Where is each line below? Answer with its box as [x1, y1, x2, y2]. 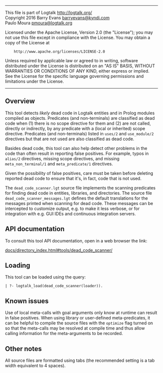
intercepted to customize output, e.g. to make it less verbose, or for [5, 205, 140, 211]
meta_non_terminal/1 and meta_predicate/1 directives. [5, 161, 113, 167]
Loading [5, 261, 31, 270]
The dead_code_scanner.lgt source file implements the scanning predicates [5, 185, 156, 190]
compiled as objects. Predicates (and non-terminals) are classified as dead [5, 115, 155, 121]
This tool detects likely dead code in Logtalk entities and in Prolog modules [5, 110, 155, 116]
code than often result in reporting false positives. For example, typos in [5, 150, 149, 156]
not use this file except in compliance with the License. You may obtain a [5, 35, 150, 40]
